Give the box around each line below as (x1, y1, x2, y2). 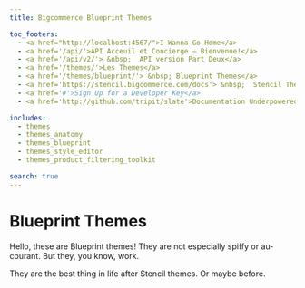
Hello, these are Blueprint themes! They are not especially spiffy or (9, 241, 260, 252)
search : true (9, 171, 59, 181)
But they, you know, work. (42, 250, 140, 261)
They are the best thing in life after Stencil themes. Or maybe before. (9, 268, 266, 279)
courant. (9, 250, 41, 261)
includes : (9, 113, 47, 122)
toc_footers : (9, 29, 59, 39)
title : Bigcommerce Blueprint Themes (9, 13, 152, 23)
